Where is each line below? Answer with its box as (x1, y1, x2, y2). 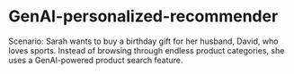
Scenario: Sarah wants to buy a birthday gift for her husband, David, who (8, 36, 279, 46)
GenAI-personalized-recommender (8, 6, 279, 27)
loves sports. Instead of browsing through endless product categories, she (8, 45, 285, 55)
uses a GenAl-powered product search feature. (8, 54, 183, 65)
